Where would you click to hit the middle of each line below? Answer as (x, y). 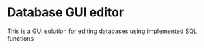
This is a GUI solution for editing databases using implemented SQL (102, 31)
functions (21, 38)
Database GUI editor (66, 13)
